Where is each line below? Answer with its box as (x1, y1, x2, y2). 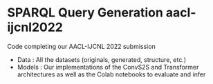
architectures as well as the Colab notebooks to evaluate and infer (17, 70, 206, 78)
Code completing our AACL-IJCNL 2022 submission (7, 42, 156, 50)
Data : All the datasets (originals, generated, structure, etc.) (17, 55, 187, 63)
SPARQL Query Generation (7, 5, 164, 21)
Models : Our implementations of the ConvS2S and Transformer (17, 63, 199, 71)
